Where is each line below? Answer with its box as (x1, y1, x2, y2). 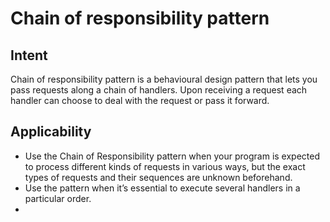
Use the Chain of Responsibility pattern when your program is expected (24, 150, 320, 162)
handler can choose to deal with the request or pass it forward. (10, 95, 270, 106)
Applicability (10, 123, 92, 141)
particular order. (24, 192, 92, 204)
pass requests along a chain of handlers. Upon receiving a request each (10, 84, 308, 96)
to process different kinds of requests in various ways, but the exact (24, 160, 306, 172)
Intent (10, 47, 48, 64)
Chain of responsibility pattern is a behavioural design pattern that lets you (10, 73, 318, 85)
